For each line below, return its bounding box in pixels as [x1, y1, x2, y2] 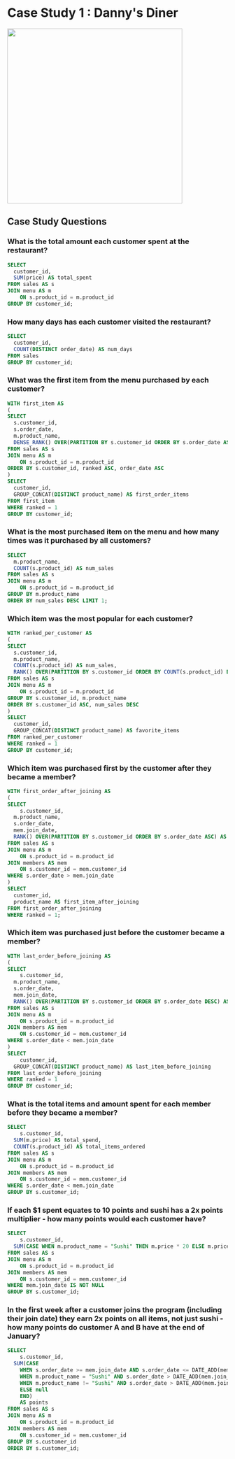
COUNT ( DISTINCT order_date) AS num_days [13, 346, 133, 353]
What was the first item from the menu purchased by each [7, 376, 209, 385]
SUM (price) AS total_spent [13, 274, 92, 281]
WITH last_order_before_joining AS [7, 953, 111, 960]
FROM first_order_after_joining [7, 904, 101, 912]
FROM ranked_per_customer [7, 734, 83, 741]
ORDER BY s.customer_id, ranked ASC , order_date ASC [7, 465, 164, 472]
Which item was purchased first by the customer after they [7, 763, 212, 773]
